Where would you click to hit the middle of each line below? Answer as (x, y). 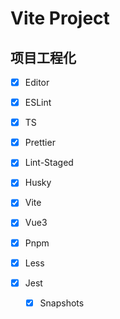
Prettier (40, 143)
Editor (37, 82)
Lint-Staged (49, 163)
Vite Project (60, 18)
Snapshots (62, 303)
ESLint (38, 103)
